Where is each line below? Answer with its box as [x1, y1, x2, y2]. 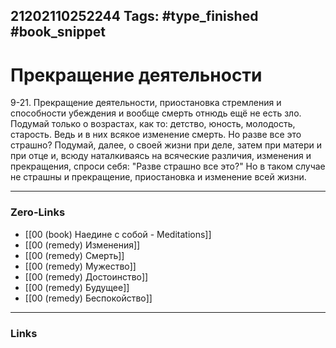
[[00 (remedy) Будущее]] [24, 281, 130, 293]
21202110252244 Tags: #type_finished [10, 8, 259, 25]
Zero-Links [10, 205, 66, 219]
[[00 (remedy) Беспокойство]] [24, 292, 153, 304]
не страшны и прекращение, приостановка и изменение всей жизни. [10, 171, 307, 183]
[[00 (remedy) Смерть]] [24, 249, 125, 261]
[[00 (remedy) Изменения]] [24, 239, 141, 251]
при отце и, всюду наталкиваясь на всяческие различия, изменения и [10, 150, 312, 162]
